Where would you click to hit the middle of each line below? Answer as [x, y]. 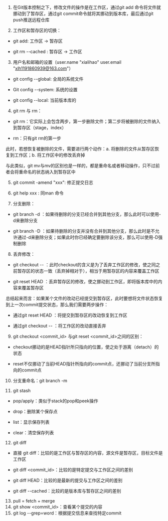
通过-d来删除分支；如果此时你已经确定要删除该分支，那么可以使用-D [88, 237]
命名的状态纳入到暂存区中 [49, 172]
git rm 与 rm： [27, 111]
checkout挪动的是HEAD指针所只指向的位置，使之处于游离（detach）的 [86, 347]
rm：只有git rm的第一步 [37, 138]
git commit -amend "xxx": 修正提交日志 [53, 182]
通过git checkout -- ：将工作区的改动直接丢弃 [60, 326]
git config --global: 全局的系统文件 [48, 79]
